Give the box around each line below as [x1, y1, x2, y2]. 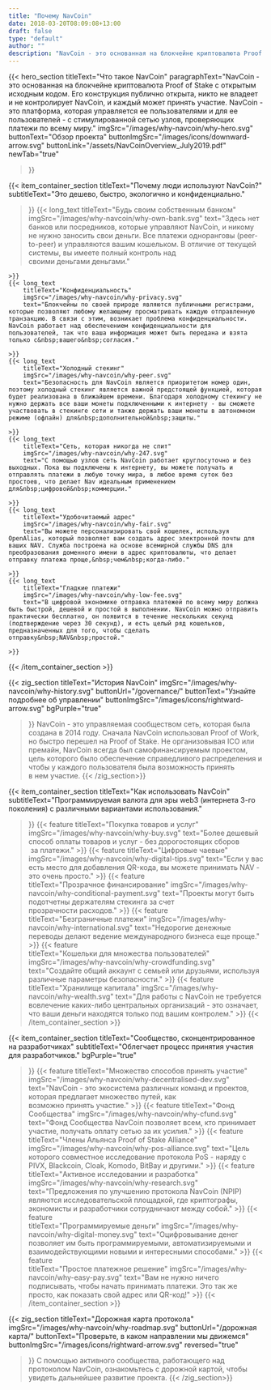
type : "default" [8, 34, 63, 43]
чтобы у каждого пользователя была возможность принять [28, 762, 235, 772]
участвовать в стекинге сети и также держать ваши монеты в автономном [8, 407, 255, 415]
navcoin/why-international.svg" [28, 923, 133, 932]
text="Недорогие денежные [134, 923, 231, 932]
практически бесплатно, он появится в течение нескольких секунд [8, 612, 233, 620]
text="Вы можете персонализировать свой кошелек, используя [23, 527, 230, 535]
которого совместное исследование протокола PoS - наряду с [28, 1152, 247, 1162]
